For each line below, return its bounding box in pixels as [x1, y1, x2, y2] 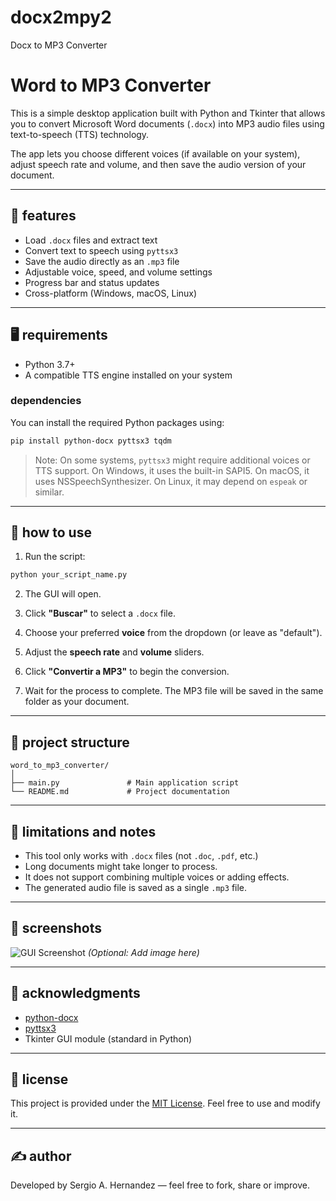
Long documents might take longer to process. [24, 860, 218, 872]
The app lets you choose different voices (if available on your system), [10, 147, 301, 160]
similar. [34, 486, 65, 498]
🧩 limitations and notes [10, 823, 157, 840]
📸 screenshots [10, 920, 103, 937]
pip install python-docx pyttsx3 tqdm [10, 436, 172, 446]
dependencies [10, 394, 82, 408]
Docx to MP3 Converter [10, 39, 108, 51]
